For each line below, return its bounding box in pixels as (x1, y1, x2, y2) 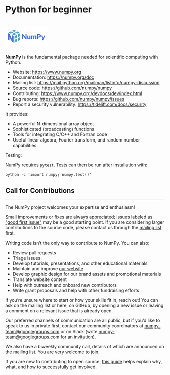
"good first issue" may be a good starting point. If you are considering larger (5, 219, 164, 225)
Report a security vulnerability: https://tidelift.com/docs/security (12, 101, 147, 107)
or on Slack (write (60, 328, 98, 334)
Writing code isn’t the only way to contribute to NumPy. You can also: (5, 240, 150, 246)
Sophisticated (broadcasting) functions (12, 126, 95, 132)
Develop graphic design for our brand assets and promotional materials (12, 271, 161, 277)
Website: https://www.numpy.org (12, 69, 82, 75)
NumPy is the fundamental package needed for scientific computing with (5, 54, 158, 60)
